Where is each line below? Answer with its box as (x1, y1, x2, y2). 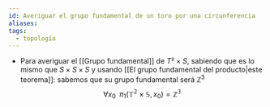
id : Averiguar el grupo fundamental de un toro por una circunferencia (8, 11, 255, 20)
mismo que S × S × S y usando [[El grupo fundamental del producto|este (19, 65, 263, 75)
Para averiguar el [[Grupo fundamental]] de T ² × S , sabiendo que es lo (19, 56, 255, 66)
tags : (8, 27, 27, 35)
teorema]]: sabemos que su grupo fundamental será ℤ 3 (19, 73, 205, 84)
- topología (15, 34, 57, 43)
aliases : (8, 19, 38, 27)
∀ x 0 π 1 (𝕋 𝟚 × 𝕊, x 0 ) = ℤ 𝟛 (103, 88, 182, 101)
